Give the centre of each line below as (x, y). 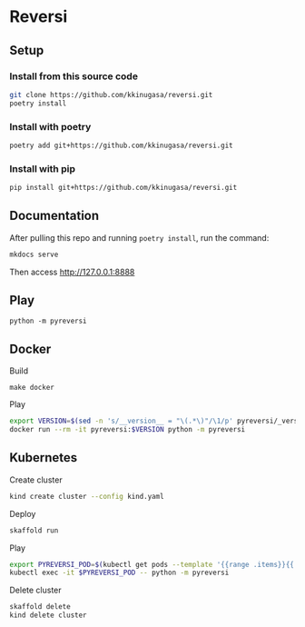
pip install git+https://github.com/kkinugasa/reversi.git (123, 188)
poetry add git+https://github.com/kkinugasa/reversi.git (121, 145)
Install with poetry (50, 126)
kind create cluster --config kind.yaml (87, 496)
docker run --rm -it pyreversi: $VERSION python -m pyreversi (128, 430)
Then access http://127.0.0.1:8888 (72, 272)
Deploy (23, 513)
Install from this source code (74, 76)
